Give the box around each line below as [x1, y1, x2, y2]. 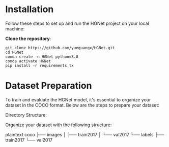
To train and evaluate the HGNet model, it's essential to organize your [5, 96, 151, 102]
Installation [5, 4, 54, 15]
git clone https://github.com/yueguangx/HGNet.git [5, 45, 115, 50]
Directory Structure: [5, 112, 47, 118]
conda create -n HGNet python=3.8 [5, 54, 79, 59]
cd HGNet [5, 50, 24, 55]
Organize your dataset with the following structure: [5, 122, 112, 128]
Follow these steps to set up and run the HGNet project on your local [5, 20, 149, 26]
